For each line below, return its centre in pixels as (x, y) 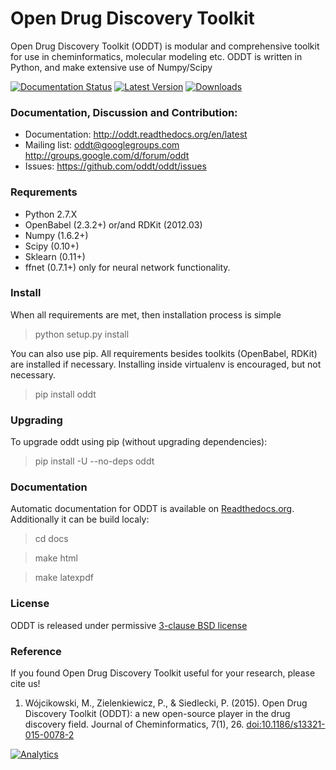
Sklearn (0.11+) (55, 256)
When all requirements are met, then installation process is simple (146, 314)
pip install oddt (65, 394)
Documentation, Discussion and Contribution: (124, 112)
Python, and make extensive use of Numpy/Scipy (111, 67)
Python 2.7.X (51, 214)
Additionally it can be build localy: (80, 519)
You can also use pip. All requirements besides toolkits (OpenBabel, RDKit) (164, 353)
